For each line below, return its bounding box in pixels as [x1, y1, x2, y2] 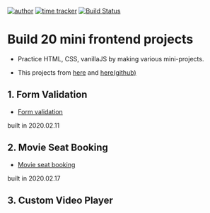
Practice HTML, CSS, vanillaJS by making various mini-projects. [17, 54, 204, 63]
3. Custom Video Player [7, 194, 113, 206]
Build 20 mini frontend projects [7, 32, 194, 47]
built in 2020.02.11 [7, 121, 60, 130]
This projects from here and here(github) [17, 68, 136, 77]
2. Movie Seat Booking [7, 142, 108, 154]
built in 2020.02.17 [7, 174, 61, 183]
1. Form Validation [7, 89, 88, 101]
